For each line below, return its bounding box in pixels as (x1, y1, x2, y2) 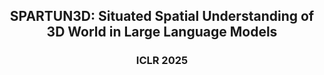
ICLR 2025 (135, 54, 189, 68)
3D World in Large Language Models (46, 24, 278, 41)
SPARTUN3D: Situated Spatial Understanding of (9, 8, 315, 25)
